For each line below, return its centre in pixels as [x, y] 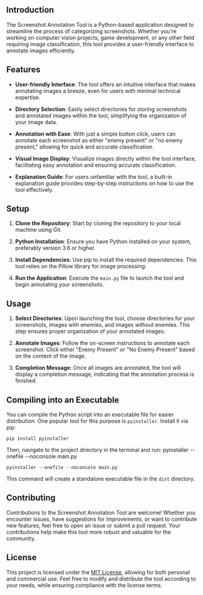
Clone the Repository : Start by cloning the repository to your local [98, 223]
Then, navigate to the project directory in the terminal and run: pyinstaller [98, 450]
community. [21, 538]
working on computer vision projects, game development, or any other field [101, 37]
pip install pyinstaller [38, 439]
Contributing [31, 498]
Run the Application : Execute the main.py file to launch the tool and [99, 278]
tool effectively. [34, 190]
